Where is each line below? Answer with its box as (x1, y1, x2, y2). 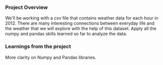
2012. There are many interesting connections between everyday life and (5, 20, 155, 26)
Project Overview (5, 4, 48, 11)
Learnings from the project (5, 43, 71, 50)
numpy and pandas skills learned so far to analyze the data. (5, 31, 128, 37)
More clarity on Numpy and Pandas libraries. (5, 54, 97, 60)
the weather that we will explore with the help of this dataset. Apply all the (5, 26, 157, 32)
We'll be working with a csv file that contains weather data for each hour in (5, 15, 159, 21)
